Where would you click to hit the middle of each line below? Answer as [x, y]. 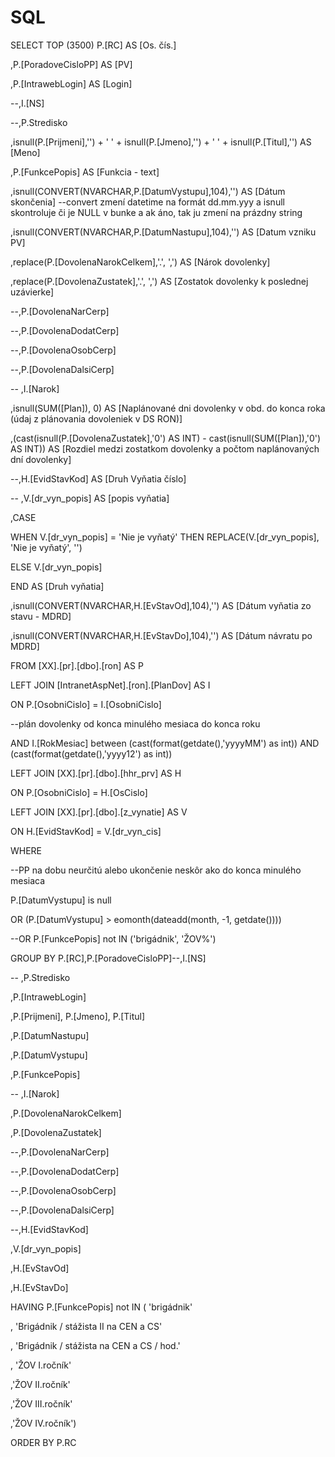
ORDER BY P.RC [43, 1442]
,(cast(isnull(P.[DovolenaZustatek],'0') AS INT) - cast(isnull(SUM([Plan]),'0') [166, 438]
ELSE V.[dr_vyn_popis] [56, 567]
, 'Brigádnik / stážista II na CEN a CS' [86, 1326]
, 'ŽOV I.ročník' [41, 1365]
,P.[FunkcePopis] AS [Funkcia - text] [85, 172]
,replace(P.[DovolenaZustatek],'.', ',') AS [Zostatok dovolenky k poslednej [159, 281]
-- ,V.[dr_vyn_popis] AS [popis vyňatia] [90, 498]
